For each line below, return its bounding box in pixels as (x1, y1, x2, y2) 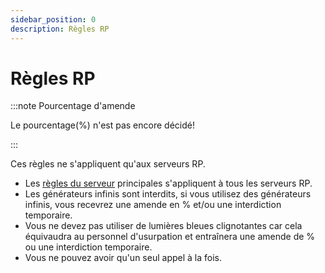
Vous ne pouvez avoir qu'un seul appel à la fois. (24, 252, 222, 264)
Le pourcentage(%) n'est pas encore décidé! (10, 119, 195, 131)
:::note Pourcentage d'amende (10, 100, 136, 112)
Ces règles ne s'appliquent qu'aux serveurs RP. (10, 158, 206, 170)
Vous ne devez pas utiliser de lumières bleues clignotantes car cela (24, 220, 303, 232)
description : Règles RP (10, 24, 110, 34)
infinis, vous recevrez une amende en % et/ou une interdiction (24, 199, 282, 211)
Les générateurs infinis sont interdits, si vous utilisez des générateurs (24, 188, 312, 200)
